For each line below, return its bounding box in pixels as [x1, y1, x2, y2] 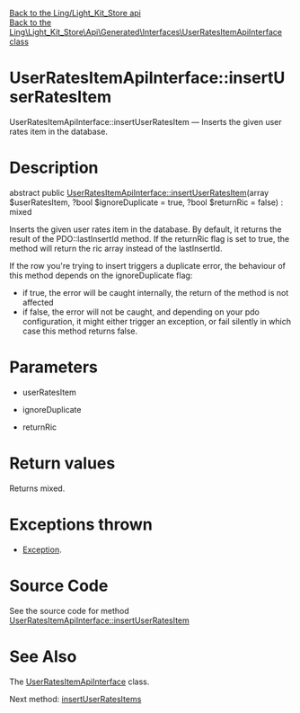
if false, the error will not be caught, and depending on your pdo [22, 306, 260, 317]
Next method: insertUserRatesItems [9, 693, 142, 704]
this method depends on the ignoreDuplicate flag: [9, 270, 193, 281]
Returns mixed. [9, 483, 66, 494]
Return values [9, 453, 116, 473]
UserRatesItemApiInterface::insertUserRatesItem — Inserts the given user [9, 116, 282, 127]
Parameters [9, 357, 99, 378]
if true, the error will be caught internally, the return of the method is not [22, 287, 289, 298]
